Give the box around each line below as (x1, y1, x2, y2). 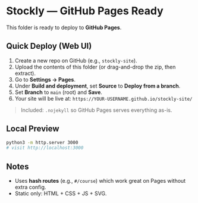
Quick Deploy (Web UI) (6, 41, 92, 51)
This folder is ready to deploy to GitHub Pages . (6, 24, 122, 31)
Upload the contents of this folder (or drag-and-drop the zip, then (14, 63, 176, 70)
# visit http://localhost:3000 (6, 145, 84, 151)
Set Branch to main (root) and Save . (14, 88, 103, 96)
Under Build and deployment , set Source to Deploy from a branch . (14, 82, 181, 89)
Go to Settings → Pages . (14, 76, 76, 83)
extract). (14, 70, 36, 77)
